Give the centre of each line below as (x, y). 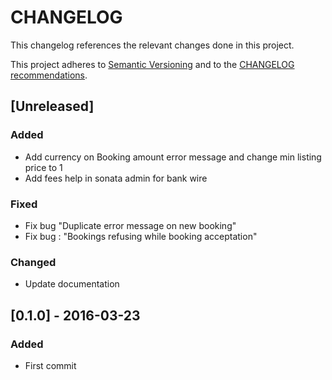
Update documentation (72, 284)
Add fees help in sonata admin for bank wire (116, 178)
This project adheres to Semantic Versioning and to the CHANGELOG (152, 64)
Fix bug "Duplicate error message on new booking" (130, 225)
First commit (50, 365)
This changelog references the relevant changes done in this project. (152, 45)
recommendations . (49, 75)
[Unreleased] (52, 106)
